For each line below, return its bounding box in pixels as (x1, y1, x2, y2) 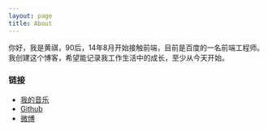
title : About (8, 19, 53, 27)
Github (19, 104, 43, 113)
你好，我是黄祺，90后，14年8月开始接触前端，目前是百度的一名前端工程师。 (8, 42, 264, 53)
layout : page (8, 11, 53, 20)
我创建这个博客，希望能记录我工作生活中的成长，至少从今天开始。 (8, 53, 229, 62)
